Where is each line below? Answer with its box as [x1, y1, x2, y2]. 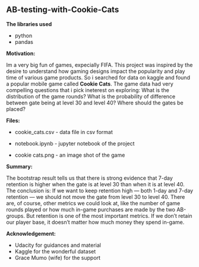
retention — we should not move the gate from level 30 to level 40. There [6, 193, 185, 201]
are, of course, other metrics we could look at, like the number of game [6, 199, 181, 206]
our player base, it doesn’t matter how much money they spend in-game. [6, 218, 185, 225]
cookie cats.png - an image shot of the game [14, 151, 125, 158]
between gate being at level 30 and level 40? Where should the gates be [6, 99, 184, 106]
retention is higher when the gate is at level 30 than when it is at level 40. [6, 180, 185, 187]
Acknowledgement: [6, 230, 56, 237]
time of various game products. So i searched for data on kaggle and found [6, 74, 190, 81]
